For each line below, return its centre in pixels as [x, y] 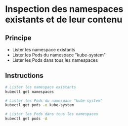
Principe [18, 38]
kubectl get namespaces [30, 92]
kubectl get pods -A [26, 119]
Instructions [24, 76]
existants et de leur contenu [64, 20]
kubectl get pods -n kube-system [40, 105]
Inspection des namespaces [64, 9]
